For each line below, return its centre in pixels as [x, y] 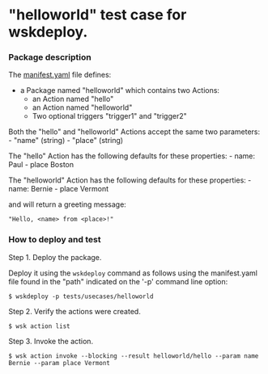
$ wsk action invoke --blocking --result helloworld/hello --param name [134, 356]
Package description [50, 57]
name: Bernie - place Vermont [59, 189]
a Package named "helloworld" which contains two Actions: [120, 90]
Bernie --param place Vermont [60, 363]
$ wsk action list [39, 326]
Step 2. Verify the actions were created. [75, 311]
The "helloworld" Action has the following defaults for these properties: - [130, 180]
